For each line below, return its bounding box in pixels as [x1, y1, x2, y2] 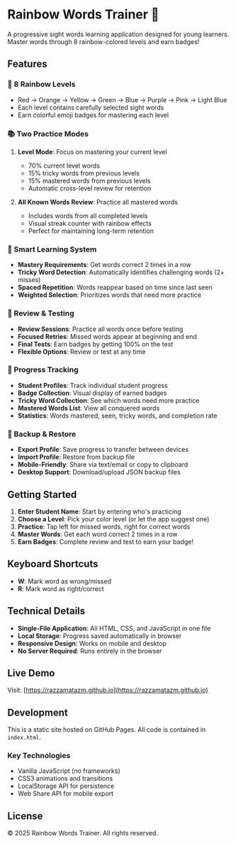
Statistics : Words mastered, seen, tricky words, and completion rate [17, 411, 218, 420]
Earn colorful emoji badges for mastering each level [17, 110, 169, 119]
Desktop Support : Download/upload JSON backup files [17, 468, 181, 477]
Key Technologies [7, 751, 71, 761]
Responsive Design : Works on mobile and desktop [17, 639, 167, 647]
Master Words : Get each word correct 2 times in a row [17, 529, 179, 539]
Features [7, 58, 47, 70]
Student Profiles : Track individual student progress [17, 381, 168, 389]
